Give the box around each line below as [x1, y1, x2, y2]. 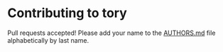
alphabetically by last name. [7, 36, 89, 44]
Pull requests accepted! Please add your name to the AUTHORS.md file [7, 28, 216, 37]
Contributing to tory [7, 5, 127, 21]
